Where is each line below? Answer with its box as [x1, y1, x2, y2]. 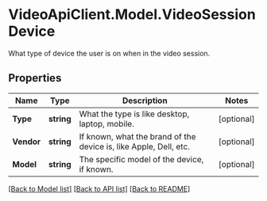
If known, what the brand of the [79, 131, 196, 142]
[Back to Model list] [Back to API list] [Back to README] [8, 184, 191, 193]
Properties [8, 71, 62, 85]
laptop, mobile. [79, 118, 135, 129]
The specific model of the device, [79, 154, 204, 165]
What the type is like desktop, [79, 108, 190, 119]
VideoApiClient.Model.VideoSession [8, 6, 256, 24]
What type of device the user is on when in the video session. [8, 48, 211, 58]
